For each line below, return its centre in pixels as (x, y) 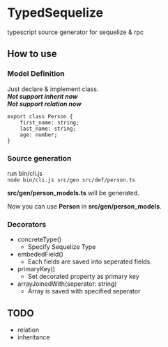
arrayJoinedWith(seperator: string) (67, 284)
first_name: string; (49, 122)
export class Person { (40, 116)
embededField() (40, 255)
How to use (32, 54)
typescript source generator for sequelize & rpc (76, 32)
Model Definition (36, 74)
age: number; (39, 135)
